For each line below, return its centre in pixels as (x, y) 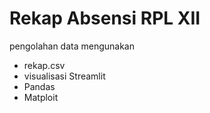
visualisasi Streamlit (64, 76)
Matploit (41, 97)
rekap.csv (44, 65)
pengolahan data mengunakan (72, 46)
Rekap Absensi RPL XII (105, 18)
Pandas (39, 86)
